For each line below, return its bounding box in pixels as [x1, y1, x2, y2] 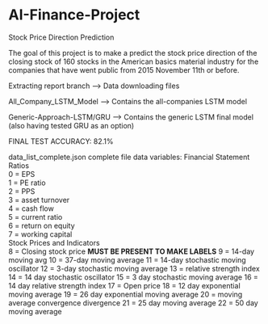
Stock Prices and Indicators [8, 238, 100, 247]
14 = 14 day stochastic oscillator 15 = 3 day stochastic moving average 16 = [8, 272, 258, 282]
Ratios [8, 160, 30, 170]
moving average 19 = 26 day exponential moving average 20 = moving [8, 289, 243, 299]
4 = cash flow [8, 204, 54, 213]
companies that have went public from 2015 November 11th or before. [8, 65, 240, 74]
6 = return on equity [8, 221, 75, 230]
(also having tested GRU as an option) [8, 120, 135, 130]
